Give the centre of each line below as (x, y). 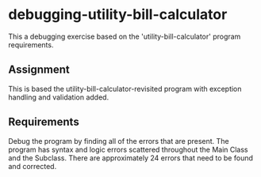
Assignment (39, 70)
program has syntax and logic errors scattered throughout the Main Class (128, 149)
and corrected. (33, 166)
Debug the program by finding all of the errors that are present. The (119, 141)
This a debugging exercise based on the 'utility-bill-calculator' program (125, 36)
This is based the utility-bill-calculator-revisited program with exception (125, 88)
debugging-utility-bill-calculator (118, 15)
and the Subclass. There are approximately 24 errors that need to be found (131, 158)
